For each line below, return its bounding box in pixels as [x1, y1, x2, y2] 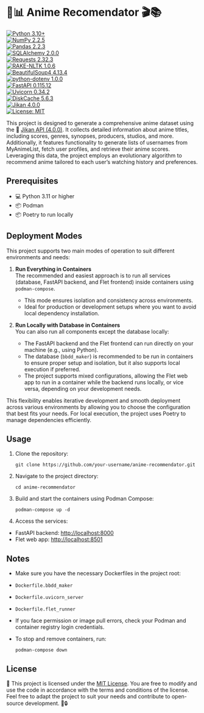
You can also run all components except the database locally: [15, 328, 169, 335]
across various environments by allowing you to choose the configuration [6, 403, 191, 410]
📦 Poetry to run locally [15, 210, 74, 218]
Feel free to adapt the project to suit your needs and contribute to [6, 693, 171, 700]
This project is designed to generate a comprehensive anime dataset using [6, 119, 194, 126]
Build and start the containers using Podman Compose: [15, 495, 154, 503]
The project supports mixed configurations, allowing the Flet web [24, 372, 188, 379]
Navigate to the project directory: [15, 473, 99, 480]
